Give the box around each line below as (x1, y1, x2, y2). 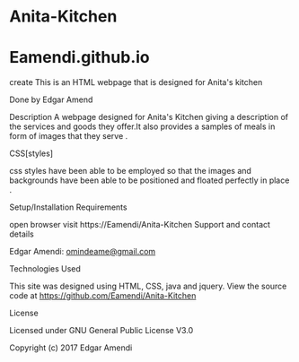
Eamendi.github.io (9, 47, 150, 68)
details (9, 228, 34, 239)
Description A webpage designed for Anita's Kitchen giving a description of (9, 112, 289, 123)
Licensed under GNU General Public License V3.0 (9, 325, 194, 336)
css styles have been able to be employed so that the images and (9, 166, 251, 177)
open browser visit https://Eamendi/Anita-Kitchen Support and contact (9, 220, 271, 230)
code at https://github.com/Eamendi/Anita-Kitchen (9, 290, 197, 301)
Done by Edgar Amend (9, 94, 93, 105)
